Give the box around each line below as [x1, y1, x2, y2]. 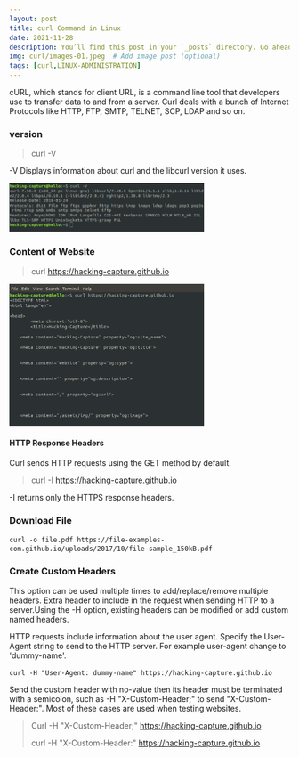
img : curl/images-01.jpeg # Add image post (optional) [9, 52, 221, 61]
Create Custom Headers [9, 566, 116, 578]
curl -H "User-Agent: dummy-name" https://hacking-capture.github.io [9, 668, 273, 677]
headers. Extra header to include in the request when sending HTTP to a [9, 595, 275, 606]
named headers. [9, 614, 69, 624]
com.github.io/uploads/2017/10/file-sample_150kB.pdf [9, 544, 214, 554]
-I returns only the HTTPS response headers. [9, 492, 174, 502]
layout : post [9, 14, 58, 23]
